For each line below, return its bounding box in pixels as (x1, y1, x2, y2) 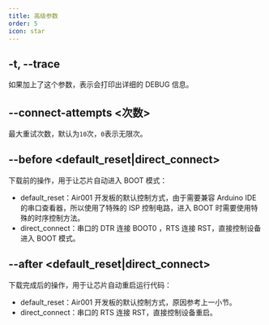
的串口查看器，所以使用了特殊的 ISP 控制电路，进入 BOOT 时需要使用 (19, 202, 251, 212)
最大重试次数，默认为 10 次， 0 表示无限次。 (8, 129, 147, 138)
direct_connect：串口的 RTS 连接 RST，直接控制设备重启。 (19, 307, 217, 317)
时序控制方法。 (34, 213, 85, 223)
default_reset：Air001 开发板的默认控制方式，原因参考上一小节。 (19, 297, 237, 307)
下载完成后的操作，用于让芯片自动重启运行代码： (8, 279, 172, 289)
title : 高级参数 (8, 11, 58, 20)
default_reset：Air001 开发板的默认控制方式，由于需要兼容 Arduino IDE (19, 193, 257, 202)
